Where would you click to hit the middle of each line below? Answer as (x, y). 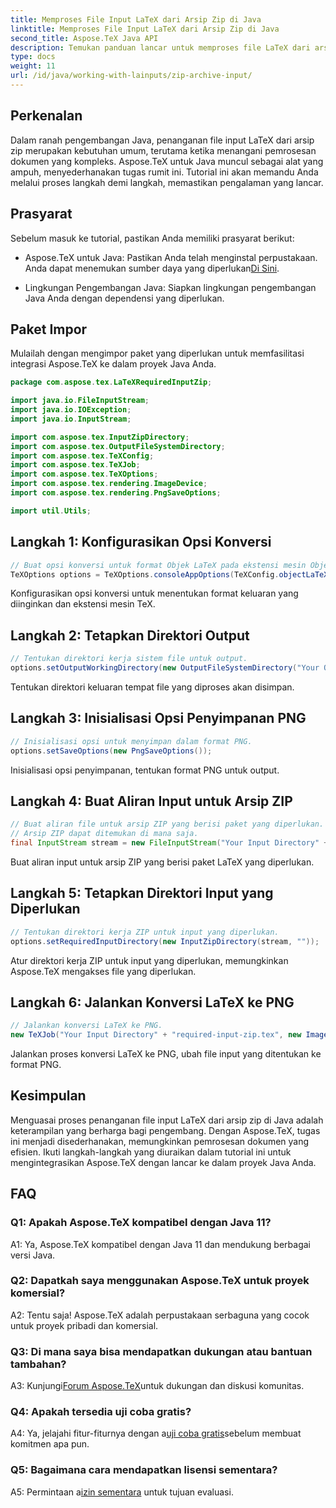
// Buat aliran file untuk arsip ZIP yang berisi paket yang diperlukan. (167, 824)
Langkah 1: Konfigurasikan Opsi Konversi (141, 542)
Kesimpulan (48, 1096)
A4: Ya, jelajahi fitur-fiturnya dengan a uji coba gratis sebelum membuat (156, 1433)
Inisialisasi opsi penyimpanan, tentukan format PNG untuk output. (145, 770)
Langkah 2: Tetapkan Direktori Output (130, 635)
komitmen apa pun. (50, 1444)
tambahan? (38, 1364)
